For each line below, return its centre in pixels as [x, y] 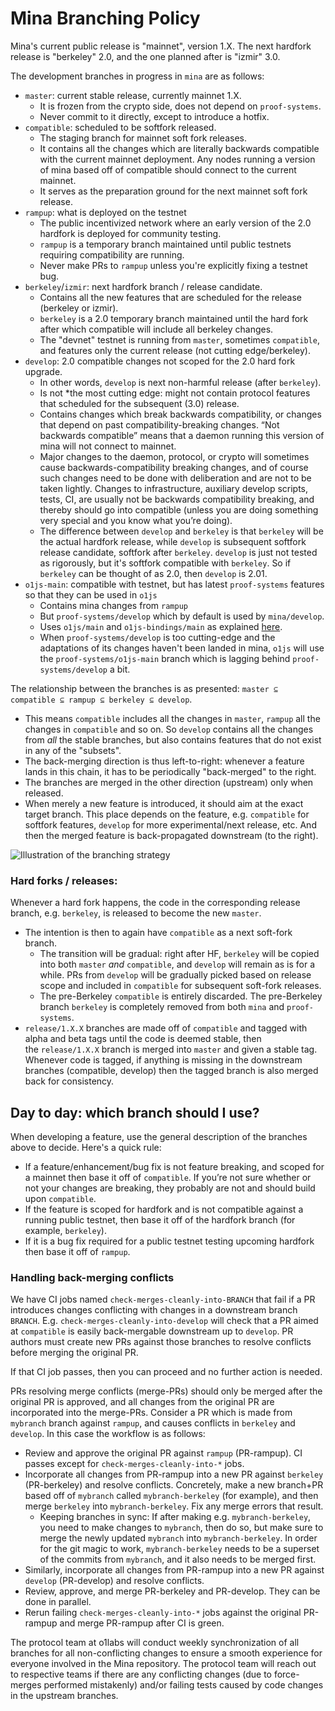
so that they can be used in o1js [91, 594]
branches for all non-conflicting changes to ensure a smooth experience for [166, 1653]
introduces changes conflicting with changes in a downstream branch [154, 1310]
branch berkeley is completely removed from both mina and [162, 1007]
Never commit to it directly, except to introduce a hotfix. [154, 116]
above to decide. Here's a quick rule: [86, 1148]
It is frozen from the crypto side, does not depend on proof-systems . [180, 106]
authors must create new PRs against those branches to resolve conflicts [161, 1342]
